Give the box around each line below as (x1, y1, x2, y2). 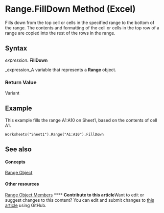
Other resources (5, 181, 39, 187)
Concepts (5, 159, 25, 165)
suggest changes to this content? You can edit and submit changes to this (5, 197, 154, 203)
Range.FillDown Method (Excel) (5, 3, 136, 15)
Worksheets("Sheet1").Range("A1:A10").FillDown (5, 132, 104, 137)
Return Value (5, 79, 37, 86)
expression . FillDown (5, 57, 48, 63)
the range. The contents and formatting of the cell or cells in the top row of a (5, 24, 160, 30)
